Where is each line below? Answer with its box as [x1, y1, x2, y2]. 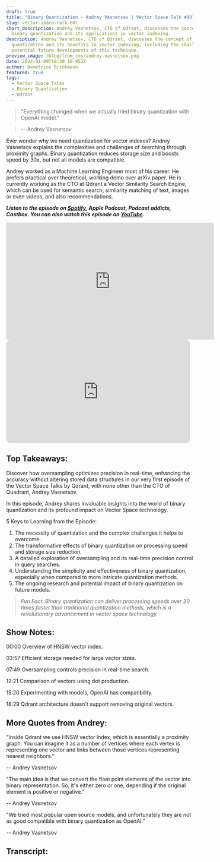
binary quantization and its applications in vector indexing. [11, 31, 171, 37]
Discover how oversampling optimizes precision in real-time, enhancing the [6, 469, 190, 476]
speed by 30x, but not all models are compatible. [6, 156, 126, 163]
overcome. [14, 535, 42, 542]
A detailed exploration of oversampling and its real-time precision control [14, 554, 193, 561]
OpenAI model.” [20, 114, 60, 121]
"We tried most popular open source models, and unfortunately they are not [6, 812, 192, 819]
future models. [14, 586, 51, 593]
